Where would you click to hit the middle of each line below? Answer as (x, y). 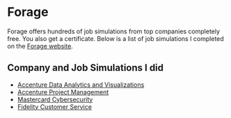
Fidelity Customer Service (55, 107)
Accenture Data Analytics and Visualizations (81, 85)
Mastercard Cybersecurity (55, 99)
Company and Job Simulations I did (86, 68)
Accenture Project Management (63, 92)
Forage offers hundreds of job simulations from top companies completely (114, 31)
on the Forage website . (40, 46)
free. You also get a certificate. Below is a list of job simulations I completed (115, 38)
